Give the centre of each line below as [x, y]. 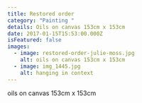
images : [19, 47]
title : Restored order [41, 14]
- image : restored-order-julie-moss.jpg [74, 54]
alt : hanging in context [57, 73]
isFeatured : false [34, 40]
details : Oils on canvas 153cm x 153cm [66, 27]
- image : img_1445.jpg [47, 66]
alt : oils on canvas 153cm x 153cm [73, 60]
